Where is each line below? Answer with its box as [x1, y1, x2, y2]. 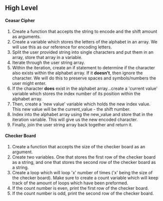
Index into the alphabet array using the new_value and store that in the [12, 111, 153, 117]
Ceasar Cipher [5, 17, 35, 23]
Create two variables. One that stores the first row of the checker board [12, 154, 156, 160]
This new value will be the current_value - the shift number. [12, 106, 131, 112]
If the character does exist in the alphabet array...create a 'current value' [12, 85, 158, 91]
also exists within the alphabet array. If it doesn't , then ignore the [12, 70, 143, 76]
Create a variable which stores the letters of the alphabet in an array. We [12, 39, 158, 44]
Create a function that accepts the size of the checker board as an [12, 143, 145, 149]
